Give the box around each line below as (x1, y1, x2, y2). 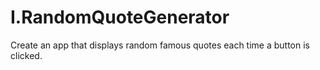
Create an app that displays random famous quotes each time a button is (10, 39, 310, 51)
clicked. (10, 49, 43, 61)
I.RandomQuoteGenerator (10, 6, 230, 29)
